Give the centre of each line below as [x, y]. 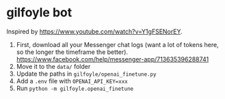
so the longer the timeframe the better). [72, 52]
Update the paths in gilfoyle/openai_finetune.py [86, 74]
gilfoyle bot [39, 13]
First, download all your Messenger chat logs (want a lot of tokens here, [118, 44]
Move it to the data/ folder [53, 66]
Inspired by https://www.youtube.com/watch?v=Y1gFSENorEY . [94, 31]
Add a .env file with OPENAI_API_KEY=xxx [72, 81]
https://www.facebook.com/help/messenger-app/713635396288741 [112, 59]
